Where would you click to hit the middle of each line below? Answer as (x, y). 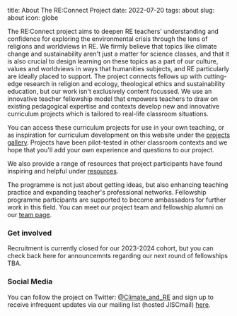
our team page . (30, 215)
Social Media (30, 281)
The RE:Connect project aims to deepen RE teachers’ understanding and (113, 31)
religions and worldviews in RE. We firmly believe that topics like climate (112, 46)
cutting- (215, 76)
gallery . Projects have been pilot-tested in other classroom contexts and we (117, 142)
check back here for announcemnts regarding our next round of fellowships (118, 256)
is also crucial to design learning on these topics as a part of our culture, (113, 61)
